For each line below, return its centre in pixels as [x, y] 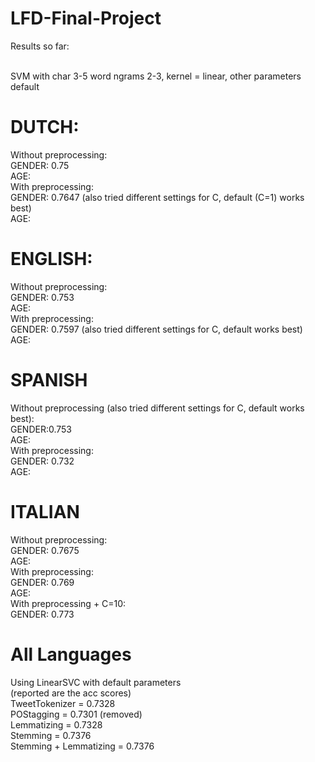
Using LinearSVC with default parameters [96, 682]
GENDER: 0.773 [42, 614]
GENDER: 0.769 [42, 582]
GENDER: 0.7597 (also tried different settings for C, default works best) [156, 329]
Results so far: [40, 46]
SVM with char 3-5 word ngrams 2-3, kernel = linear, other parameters [156, 76]
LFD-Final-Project [86, 18]
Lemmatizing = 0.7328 [56, 724]
